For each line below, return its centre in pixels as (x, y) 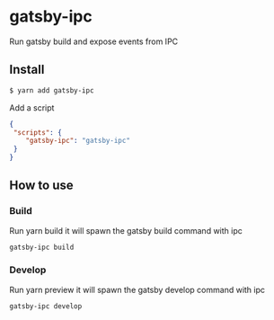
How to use (41, 186)
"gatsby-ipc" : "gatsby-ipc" (78, 141)
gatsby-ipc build (42, 247)
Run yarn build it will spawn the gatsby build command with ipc (126, 230)
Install (27, 70)
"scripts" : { (38, 132)
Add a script (32, 107)
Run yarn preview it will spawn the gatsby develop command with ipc (137, 289)
